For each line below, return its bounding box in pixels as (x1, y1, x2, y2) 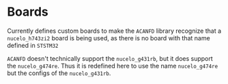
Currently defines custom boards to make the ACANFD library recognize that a (7, 27, 222, 35)
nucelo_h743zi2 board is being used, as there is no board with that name (7, 33, 210, 42)
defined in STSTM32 (7, 41, 59, 49)
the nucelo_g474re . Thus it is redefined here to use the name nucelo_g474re (7, 61, 218, 70)
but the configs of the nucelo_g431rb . (7, 69, 111, 77)
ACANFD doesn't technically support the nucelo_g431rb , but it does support (7, 54, 213, 62)
